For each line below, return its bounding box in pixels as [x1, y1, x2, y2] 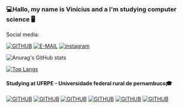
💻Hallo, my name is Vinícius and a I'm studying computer [6, 5, 177, 13]
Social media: [6, 31, 40, 38]
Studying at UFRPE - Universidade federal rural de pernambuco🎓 [6, 79, 173, 87]
